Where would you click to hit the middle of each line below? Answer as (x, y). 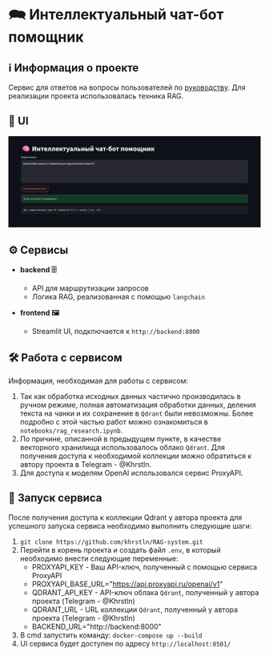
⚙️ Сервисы (38, 250)
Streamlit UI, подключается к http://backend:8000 (116, 332)
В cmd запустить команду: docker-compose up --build (111, 635)
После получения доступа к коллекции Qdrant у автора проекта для (125, 517)
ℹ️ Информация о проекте (74, 68)
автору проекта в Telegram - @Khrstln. (86, 465)
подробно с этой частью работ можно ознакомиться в (114, 422)
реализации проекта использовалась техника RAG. (96, 96)
